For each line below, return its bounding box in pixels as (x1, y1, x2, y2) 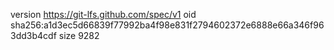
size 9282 (58, 30, 100, 41)
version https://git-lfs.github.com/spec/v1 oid (10, 9, 197, 20)
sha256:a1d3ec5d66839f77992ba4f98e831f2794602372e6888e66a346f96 (10, 19, 325, 31)
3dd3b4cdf (10, 30, 57, 41)
